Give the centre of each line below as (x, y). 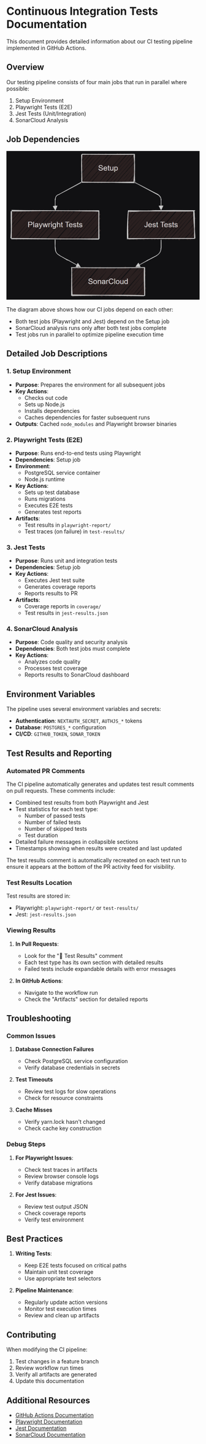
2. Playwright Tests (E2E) (44, 439)
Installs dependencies (52, 410)
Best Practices (35, 1238)
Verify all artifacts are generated (56, 1375)
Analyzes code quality (52, 662)
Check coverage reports (55, 1213)
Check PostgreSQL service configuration (76, 1061)
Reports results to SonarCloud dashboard (77, 675)
